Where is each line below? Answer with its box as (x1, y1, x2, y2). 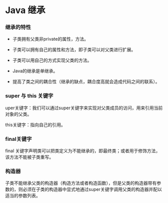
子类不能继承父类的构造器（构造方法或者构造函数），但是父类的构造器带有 (5, 180, 157, 186)
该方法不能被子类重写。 (5, 154, 54, 160)
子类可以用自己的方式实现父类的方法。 (12, 57, 92, 63)
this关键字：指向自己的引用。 (5, 121, 66, 128)
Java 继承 (5, 5, 46, 16)
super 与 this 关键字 (5, 92, 54, 99)
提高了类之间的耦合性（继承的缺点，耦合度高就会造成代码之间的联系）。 (12, 79, 160, 85)
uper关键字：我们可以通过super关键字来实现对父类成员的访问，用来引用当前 (5, 105, 163, 111)
